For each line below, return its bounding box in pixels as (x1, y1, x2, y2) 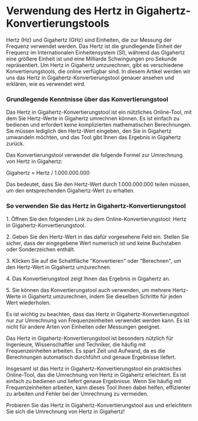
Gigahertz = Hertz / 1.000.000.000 (6, 169, 90, 176)
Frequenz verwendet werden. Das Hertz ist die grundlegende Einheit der (6, 43, 183, 50)
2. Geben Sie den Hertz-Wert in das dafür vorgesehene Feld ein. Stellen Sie (6, 233, 190, 240)
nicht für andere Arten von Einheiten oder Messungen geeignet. (6, 323, 161, 330)
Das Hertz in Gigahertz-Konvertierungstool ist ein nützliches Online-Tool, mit (6, 108, 192, 116)
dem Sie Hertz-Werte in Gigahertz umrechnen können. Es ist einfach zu (6, 115, 180, 122)
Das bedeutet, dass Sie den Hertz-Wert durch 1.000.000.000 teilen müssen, (6, 181, 190, 188)
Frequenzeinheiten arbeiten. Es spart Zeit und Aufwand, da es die (6, 347, 166, 354)
